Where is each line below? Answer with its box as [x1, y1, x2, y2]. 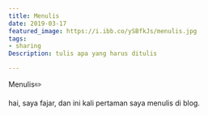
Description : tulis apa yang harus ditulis [8, 49, 158, 58]
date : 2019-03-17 [8, 19, 67, 28]
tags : [8, 34, 27, 43]
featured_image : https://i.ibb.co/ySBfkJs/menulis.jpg [8, 27, 197, 35]
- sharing [8, 42, 42, 50]
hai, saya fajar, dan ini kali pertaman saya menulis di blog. [8, 98, 201, 108]
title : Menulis [8, 11, 60, 20]
